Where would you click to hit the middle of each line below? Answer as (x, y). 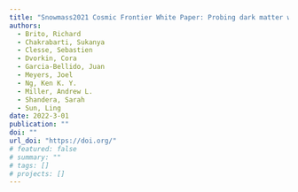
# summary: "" (35, 157)
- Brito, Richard (49, 34)
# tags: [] (29, 165)
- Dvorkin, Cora (47, 58)
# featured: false (43, 149)
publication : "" (39, 125)
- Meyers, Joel (45, 75)
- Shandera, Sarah (51, 100)
